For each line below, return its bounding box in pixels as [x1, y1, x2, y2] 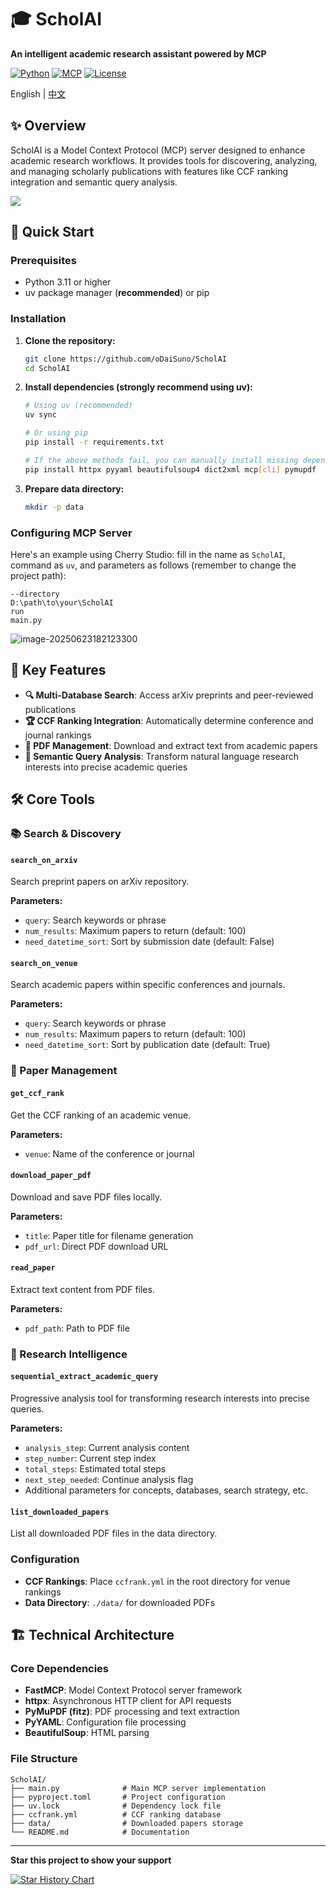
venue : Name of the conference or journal [24, 1147, 195, 1160]
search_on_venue [10, 958, 78, 968]
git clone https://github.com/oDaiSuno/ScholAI [24, 354, 227, 364]
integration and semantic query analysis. [10, 176, 178, 188]
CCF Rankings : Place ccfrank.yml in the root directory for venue [24, 1575, 291, 1587]
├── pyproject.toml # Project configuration [10, 1792, 226, 1802]
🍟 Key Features [10, 662, 107, 679]
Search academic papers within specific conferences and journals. [10, 979, 286, 991]
